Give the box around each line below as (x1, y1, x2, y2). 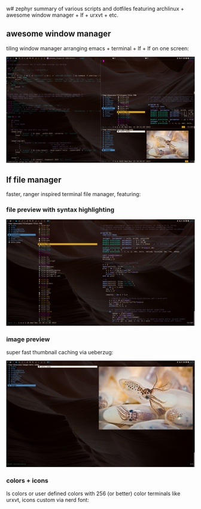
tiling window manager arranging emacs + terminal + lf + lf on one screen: (6, 44, 190, 52)
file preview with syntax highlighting (6, 206, 115, 214)
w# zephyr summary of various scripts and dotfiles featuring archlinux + (6, 5, 184, 12)
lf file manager (6, 174, 62, 185)
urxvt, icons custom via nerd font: (6, 496, 90, 504)
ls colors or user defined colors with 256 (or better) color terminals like (6, 490, 181, 497)
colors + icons (6, 476, 49, 484)
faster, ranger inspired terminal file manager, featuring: (6, 191, 141, 198)
